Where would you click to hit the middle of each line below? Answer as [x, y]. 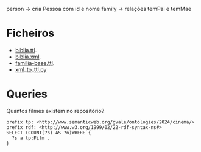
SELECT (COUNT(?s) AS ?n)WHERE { [49, 133]
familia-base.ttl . [35, 63]
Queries [27, 94]
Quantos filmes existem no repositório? [55, 111]
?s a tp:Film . [31, 138]
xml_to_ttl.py [31, 69]
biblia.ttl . [26, 50]
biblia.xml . [28, 57]
